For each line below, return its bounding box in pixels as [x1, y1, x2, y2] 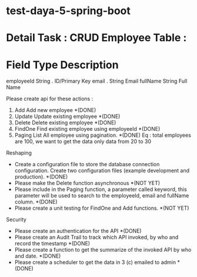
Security [6, 216, 26, 223]
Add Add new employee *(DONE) [14, 107, 96, 114]
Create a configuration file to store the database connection [14, 161, 160, 168]
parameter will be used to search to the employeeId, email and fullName [14, 192, 189, 199]
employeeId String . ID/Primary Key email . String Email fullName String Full [6, 78, 188, 85]
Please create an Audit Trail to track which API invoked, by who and [14, 234, 179, 241]
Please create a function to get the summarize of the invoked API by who [14, 246, 192, 253]
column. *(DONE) [14, 199, 58, 206]
